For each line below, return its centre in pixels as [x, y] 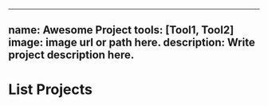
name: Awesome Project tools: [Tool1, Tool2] [121, 30]
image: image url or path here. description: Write [132, 43]
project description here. [71, 55]
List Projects [51, 89]
